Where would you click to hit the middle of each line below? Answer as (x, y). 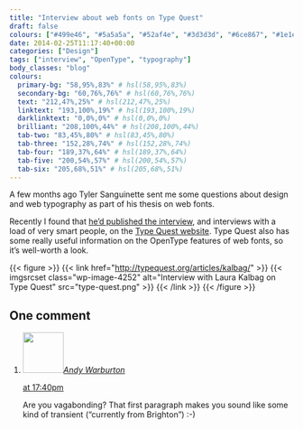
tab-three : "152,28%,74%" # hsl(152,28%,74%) (105, 144)
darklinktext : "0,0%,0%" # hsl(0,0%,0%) (94, 118)
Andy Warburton (94, 370)
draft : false (34, 26)
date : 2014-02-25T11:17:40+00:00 (72, 43)
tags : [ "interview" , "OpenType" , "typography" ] (101, 60)
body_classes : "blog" (50, 69)
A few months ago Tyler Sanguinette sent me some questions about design (149, 194)
